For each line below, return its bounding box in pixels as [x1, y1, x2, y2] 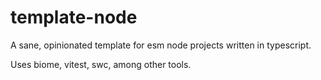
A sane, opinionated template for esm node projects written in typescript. [10, 39, 312, 51]
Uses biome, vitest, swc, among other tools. [10, 58, 192, 70]
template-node [10, 6, 138, 29]
